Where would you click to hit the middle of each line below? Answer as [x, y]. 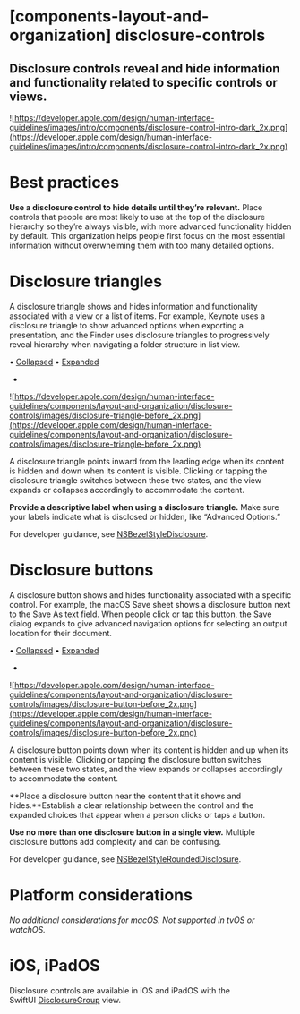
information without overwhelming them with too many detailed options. [142, 245]
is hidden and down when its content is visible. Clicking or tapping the [138, 471]
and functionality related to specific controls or [143, 82]
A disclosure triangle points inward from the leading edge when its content [147, 461]
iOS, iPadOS [55, 965]
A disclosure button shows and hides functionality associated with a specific [150, 595]
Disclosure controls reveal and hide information [145, 68]
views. [28, 96]
